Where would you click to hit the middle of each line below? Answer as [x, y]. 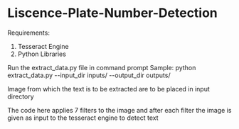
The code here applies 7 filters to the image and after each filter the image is [119, 110]
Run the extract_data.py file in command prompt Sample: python [102, 67]
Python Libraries [42, 54]
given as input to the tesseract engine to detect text [83, 118]
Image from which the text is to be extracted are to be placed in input [108, 89]
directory [21, 96]
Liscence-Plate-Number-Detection [113, 13]
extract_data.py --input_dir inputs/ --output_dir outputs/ [89, 75]
